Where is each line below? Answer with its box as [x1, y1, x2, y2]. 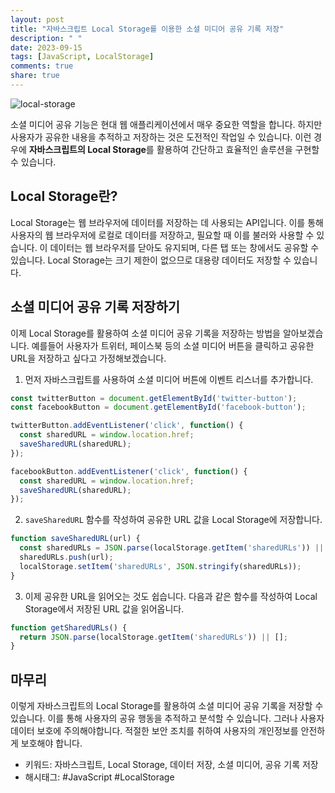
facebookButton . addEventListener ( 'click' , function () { [10, 466, 248, 476]
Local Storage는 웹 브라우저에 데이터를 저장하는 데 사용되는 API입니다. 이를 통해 [10, 216, 324, 228]
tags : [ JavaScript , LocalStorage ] [10, 52, 155, 62]
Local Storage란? [10, 188, 118, 205]
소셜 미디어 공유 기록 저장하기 [10, 299, 181, 316]
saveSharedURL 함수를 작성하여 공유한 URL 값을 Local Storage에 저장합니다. [24, 514, 323, 526]
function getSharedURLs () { [10, 622, 128, 633]
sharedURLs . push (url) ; [19, 552, 114, 562]
